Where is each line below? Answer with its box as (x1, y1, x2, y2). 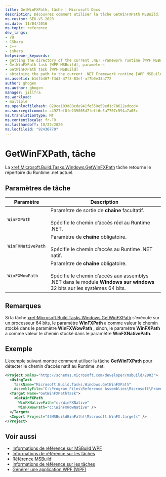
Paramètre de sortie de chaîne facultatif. (50, 207, 145, 214)
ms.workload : (5, 94, 32, 99)
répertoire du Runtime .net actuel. (5, 170, 74, 175)
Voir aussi (5, 432, 37, 440)
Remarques (5, 302, 41, 310)
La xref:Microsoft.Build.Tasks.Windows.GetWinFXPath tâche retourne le (5, 164, 152, 171)
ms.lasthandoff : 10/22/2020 (5, 122, 63, 127)
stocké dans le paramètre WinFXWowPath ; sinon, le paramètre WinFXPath (5, 325, 161, 331)
